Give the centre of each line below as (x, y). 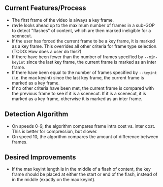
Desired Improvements (40, 157)
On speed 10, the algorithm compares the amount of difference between (85, 136)
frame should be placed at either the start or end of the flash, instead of (84, 174)
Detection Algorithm (36, 114)
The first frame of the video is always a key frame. (63, 20)
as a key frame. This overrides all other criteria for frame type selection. (85, 46)
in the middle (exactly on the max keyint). (53, 180)
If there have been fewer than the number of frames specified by (77, 57)
